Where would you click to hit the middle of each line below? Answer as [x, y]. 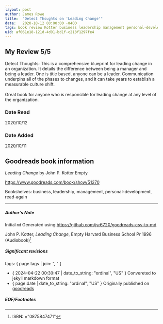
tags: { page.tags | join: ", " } [33, 263]
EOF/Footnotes [21, 300]
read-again [16, 197]
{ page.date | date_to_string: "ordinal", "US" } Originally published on [81, 283]
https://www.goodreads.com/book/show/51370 [52, 182]
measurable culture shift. [30, 84]
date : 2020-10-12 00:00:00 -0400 [41, 23]
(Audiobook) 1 [18, 240]
